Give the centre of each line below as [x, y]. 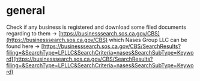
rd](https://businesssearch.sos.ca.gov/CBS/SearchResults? [80, 59]
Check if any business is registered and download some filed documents [96, 27]
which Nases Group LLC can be [148, 40]
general [26, 10]
